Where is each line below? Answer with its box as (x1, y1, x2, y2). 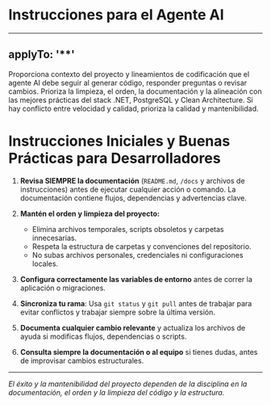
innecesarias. (31, 233, 77, 243)
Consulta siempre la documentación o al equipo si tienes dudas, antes (19, 347, 258, 356)
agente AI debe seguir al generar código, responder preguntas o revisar (8, 78, 248, 87)
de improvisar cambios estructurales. (19, 356, 144, 365)
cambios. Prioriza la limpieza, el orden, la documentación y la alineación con (8, 86, 262, 96)
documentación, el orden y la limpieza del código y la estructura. (8, 387, 225, 397)
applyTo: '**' (8, 48, 75, 61)
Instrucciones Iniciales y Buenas (8, 132, 231, 150)
